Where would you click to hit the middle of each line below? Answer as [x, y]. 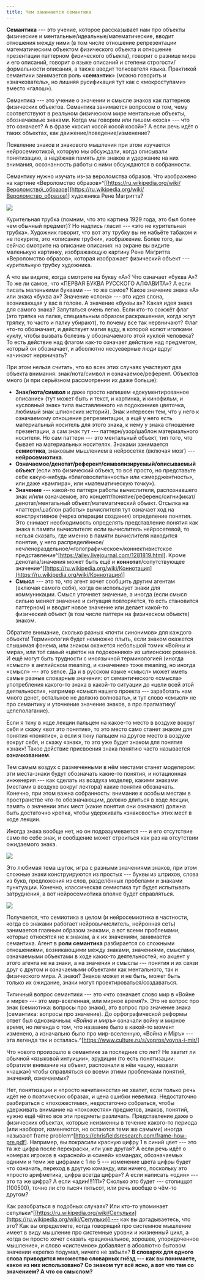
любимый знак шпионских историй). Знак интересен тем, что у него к [107, 412]
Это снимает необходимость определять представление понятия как [106, 522]
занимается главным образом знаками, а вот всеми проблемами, [93, 930]
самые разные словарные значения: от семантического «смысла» [94, 678]
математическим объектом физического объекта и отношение [89, 49]
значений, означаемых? [38, 1078]
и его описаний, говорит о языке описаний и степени [76, 62]
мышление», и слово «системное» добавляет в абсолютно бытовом [96, 1245]
